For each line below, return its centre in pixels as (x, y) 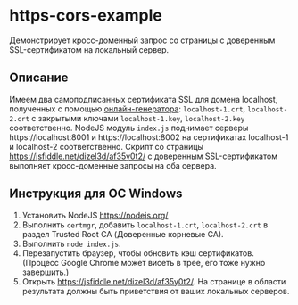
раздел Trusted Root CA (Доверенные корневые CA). (123, 234)
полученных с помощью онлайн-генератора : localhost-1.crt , (128, 109)
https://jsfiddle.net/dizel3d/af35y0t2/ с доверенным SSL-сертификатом (144, 156)
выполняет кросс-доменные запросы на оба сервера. (113, 165)
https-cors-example (86, 16)
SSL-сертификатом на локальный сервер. (89, 49)
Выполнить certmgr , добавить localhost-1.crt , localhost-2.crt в (145, 225)
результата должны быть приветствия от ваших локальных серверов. (156, 291)
